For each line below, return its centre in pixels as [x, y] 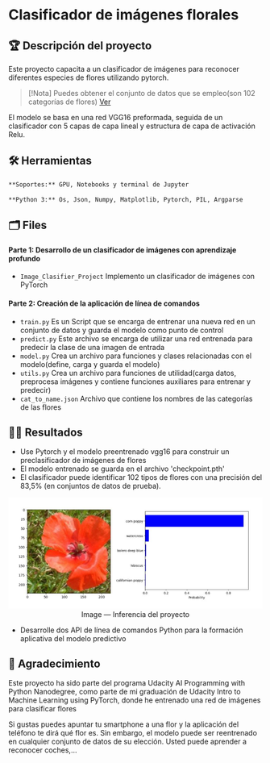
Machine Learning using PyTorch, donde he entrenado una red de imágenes [135, 700]
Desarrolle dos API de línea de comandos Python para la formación [131, 630]
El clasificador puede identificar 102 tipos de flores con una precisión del [141, 477]
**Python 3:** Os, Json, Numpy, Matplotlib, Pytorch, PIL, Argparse [126, 199]
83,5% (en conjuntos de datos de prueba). [90, 486]
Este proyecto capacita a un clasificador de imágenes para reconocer [124, 69]
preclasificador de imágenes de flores [83, 461]
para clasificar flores [43, 709]
